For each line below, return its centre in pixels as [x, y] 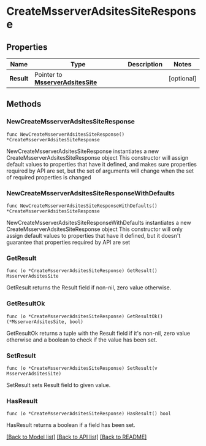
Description [145, 64]
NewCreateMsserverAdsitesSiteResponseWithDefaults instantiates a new [99, 222]
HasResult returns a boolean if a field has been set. [71, 425]
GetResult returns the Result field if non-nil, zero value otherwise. [89, 288]
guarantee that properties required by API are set [68, 242]
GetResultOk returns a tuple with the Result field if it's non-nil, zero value [98, 333]
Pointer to [48, 75]
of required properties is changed [49, 177]
